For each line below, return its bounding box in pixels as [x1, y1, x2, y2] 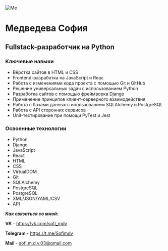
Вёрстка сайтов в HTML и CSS [12, 69, 78, 75]
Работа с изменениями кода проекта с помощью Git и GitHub [12, 80, 145, 86]
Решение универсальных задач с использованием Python [12, 85, 139, 91]
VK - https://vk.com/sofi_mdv [5, 221, 67, 227]
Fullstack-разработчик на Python [5, 43, 115, 51]
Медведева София [5, 23, 88, 34]
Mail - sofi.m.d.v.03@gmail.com [5, 240, 72, 246]
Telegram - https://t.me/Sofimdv [5, 230, 73, 236]
